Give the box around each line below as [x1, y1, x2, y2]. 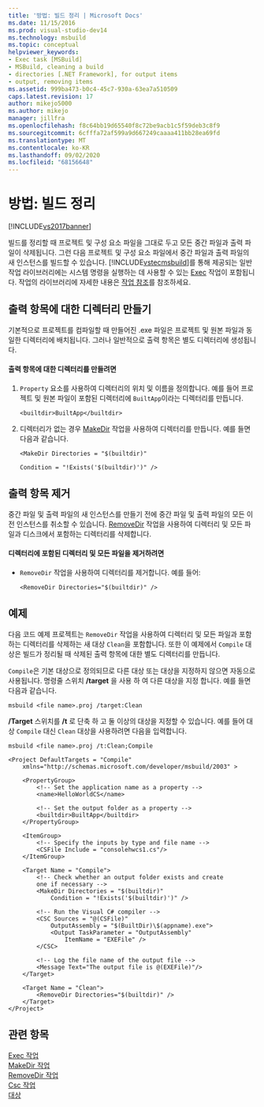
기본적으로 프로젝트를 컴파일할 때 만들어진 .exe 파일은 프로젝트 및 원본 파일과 [8, 325, 244, 334]
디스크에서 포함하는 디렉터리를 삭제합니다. [22, 529, 152, 538]
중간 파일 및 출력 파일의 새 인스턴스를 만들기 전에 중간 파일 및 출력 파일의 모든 [8, 509, 246, 518]
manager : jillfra [8, 115, 65, 122]
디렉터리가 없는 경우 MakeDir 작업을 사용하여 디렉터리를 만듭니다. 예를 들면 [19, 424, 251, 434]
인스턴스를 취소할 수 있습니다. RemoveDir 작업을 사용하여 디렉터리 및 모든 [16, 519, 243, 529]
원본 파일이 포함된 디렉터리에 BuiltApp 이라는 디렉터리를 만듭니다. [43, 393, 244, 403]
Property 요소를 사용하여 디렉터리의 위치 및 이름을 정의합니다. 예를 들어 [19, 384, 240, 393]
